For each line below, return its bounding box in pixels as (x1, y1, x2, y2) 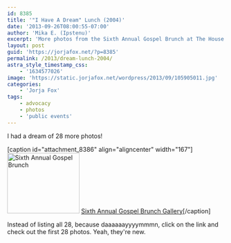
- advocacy (19, 100, 51, 107)
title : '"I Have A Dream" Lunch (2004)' (7, 17, 126, 23)
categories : (7, 81, 41, 88)
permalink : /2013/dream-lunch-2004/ (7, 55, 113, 62)
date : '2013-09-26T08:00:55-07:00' (7, 23, 110, 30)
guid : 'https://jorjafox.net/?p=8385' (7, 49, 119, 56)
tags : (7, 94, 23, 101)
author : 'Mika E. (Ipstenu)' (7, 29, 91, 37)
